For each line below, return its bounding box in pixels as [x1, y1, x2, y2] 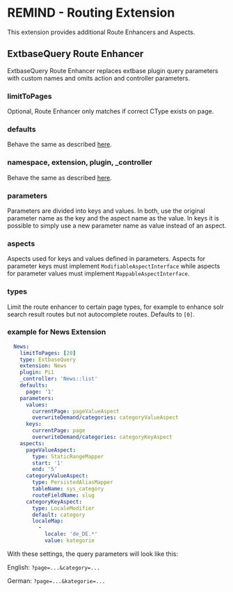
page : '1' [25, 388, 54, 395]
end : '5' [32, 466, 58, 473]
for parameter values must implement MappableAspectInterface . [7, 269, 190, 278]
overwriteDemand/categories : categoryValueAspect [32, 414, 179, 422]
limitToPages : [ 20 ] [19, 349, 77, 356]
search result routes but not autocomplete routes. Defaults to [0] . [7, 310, 195, 318]
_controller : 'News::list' [19, 376, 98, 383]
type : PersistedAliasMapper [32, 479, 113, 486]
